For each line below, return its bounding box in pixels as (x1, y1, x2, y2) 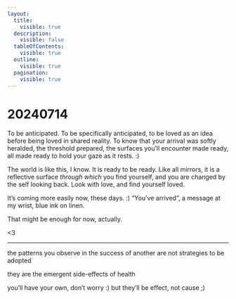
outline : (13, 56, 39, 63)
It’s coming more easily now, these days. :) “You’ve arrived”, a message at (7, 194, 221, 203)
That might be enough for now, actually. (7, 215, 123, 224)
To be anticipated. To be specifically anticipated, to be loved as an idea (7, 129, 213, 138)
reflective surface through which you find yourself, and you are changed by (7, 173, 226, 182)
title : (13, 17, 33, 24)
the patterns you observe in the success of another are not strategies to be (7, 249, 225, 257)
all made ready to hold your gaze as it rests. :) (7, 152, 140, 160)
